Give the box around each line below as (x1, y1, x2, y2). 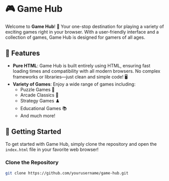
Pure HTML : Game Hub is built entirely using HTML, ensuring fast (12, 62, 151, 68)
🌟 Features (5, 49, 40, 58)
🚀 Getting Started (5, 127, 62, 136)
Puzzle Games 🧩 (20, 86, 55, 92)
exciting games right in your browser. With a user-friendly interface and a (5, 29, 159, 35)
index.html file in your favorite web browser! (5, 146, 99, 152)
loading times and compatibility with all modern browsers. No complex (12, 68, 160, 74)
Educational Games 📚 (20, 105, 67, 111)
